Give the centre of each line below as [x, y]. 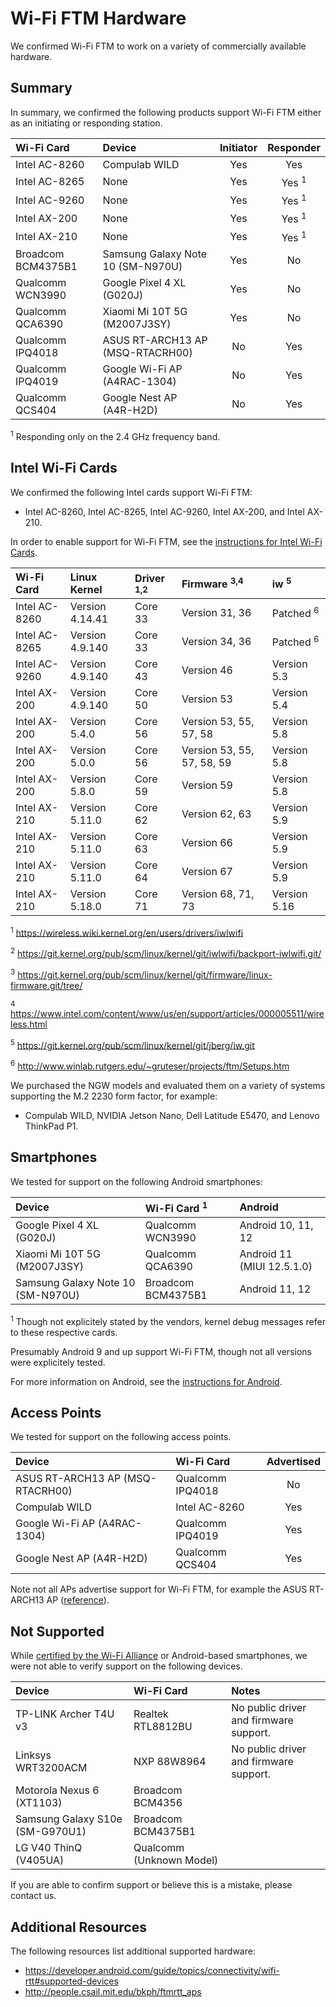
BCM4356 [158, 1803]
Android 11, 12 [275, 1289]
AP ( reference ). [78, 1600]
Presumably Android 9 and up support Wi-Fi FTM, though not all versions [161, 1351]
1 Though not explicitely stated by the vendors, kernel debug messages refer [168, 1320]
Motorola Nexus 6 [57, 1790]
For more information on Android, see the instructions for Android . [146, 1381]
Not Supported [57, 1631]
